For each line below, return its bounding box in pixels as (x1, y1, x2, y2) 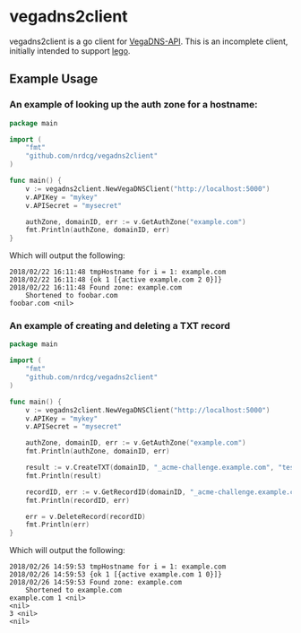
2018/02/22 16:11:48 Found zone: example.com (9, 283, 182, 292)
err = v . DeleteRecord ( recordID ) (25, 512, 146, 521)
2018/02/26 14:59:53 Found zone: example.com (9, 578, 182, 587)
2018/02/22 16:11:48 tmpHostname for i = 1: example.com (9, 267, 227, 277)
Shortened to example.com (25, 585, 123, 595)
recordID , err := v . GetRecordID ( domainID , (25, 487, 186, 497)
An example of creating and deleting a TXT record (9, 320, 231, 333)
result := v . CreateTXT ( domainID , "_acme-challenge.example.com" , (25, 464, 275, 473)
